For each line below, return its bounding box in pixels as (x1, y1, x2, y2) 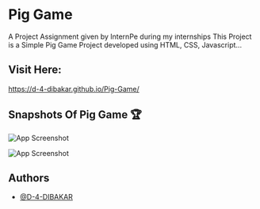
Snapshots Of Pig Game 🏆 (8, 108, 143, 122)
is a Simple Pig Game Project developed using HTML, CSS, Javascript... (8, 40, 243, 49)
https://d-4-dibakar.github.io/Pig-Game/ (8, 84, 140, 93)
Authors (8, 171, 50, 184)
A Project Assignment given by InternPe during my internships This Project (8, 32, 252, 41)
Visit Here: (8, 63, 62, 77)
